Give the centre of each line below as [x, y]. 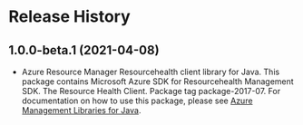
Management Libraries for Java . [81, 110]
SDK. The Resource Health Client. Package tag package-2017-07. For [151, 91]
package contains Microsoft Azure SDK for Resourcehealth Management [157, 82]
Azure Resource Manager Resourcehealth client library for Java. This [151, 72]
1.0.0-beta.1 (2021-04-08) [84, 50]
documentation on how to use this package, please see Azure [137, 101]
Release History [69, 17]
